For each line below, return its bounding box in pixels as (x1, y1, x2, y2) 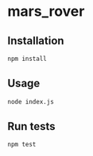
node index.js (7, 97, 55, 105)
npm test (7, 141, 37, 149)
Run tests (7, 120, 56, 133)
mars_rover (7, 2, 85, 21)
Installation (7, 34, 64, 48)
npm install (7, 55, 47, 63)
